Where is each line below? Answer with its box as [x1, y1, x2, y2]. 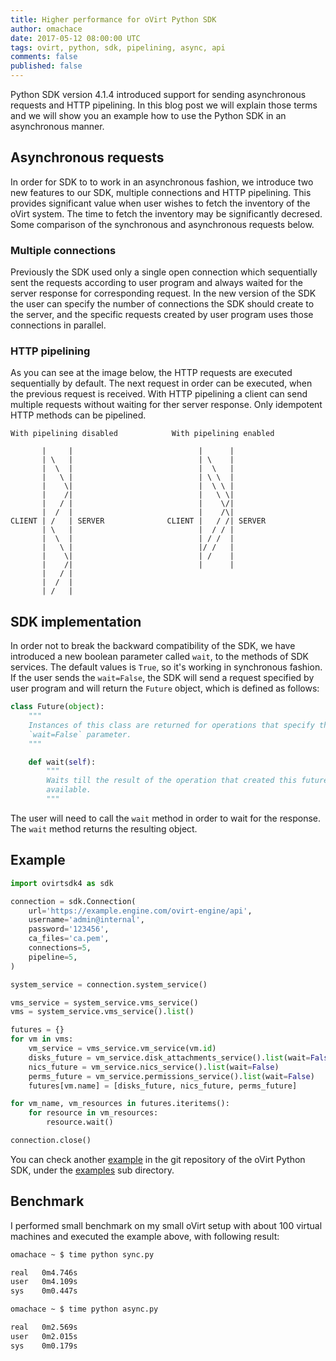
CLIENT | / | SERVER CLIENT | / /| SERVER [10, 516, 267, 526]
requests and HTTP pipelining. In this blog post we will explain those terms [10, 99, 318, 111]
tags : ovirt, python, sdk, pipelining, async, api [10, 42, 226, 53]
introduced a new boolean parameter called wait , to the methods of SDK [10, 651, 310, 663]
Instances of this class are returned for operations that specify [28, 720, 315, 730]
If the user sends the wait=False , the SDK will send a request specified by [10, 672, 315, 684]
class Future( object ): [10, 702, 105, 712]
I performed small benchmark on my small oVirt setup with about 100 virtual [10, 1219, 323, 1231]
